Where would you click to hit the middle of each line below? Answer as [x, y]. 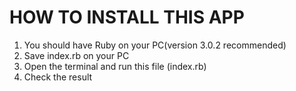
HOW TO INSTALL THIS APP [127, 17]
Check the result [58, 77]
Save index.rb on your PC [76, 55]
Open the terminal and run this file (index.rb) [115, 66]
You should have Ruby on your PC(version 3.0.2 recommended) [155, 45]
